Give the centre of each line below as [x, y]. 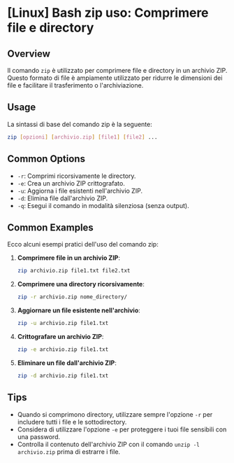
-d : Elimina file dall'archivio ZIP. [63, 198]
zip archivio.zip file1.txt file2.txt [74, 271]
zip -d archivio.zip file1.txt [63, 375]
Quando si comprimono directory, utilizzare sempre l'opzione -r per [115, 414]
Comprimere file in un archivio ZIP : [69, 258]
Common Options [46, 159]
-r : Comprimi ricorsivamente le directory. [76, 176]
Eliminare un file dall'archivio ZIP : [67, 363]
